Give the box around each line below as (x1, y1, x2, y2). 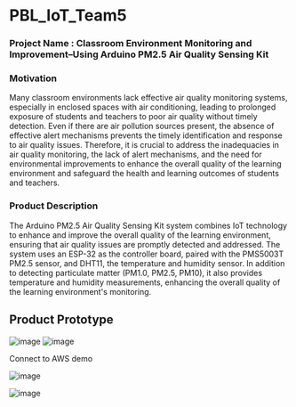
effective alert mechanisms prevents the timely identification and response (9, 130, 283, 141)
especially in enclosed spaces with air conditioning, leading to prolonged (9, 102, 276, 112)
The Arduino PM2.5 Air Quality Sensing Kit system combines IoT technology (9, 220, 287, 231)
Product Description (9, 199, 99, 212)
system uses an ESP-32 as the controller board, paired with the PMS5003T (9, 248, 284, 259)
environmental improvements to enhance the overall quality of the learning (9, 159, 282, 169)
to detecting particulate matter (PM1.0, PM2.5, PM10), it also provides (9, 267, 263, 278)
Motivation (9, 72, 58, 85)
